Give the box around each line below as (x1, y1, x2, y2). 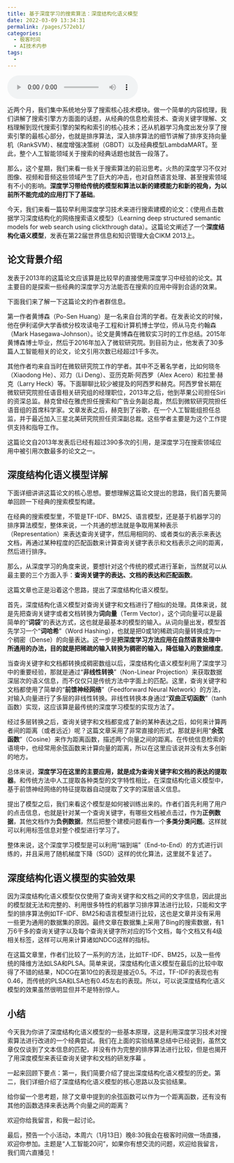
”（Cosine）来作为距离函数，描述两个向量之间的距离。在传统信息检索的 (19, 735, 225, 744)
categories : (7, 29, 42, 37)
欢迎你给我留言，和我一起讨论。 (7, 1116, 99, 1124)
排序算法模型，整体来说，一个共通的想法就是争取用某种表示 (7, 521, 178, 530)
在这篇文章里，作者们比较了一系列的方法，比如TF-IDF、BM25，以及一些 (7, 951, 215, 959)
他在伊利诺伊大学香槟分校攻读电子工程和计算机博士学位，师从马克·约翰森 (7, 321, 217, 329)
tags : (7, 50, 23, 57)
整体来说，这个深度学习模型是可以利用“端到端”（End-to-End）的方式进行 (7, 841, 217, 849)
